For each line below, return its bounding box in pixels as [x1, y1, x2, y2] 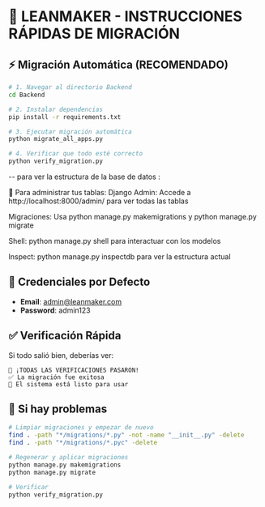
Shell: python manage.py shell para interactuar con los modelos [8, 236, 221, 245]
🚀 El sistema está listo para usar [8, 380, 129, 388]
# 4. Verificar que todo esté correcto [8, 150, 143, 158]
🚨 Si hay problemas [8, 403, 108, 416]
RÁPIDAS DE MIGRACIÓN [8, 24, 181, 43]
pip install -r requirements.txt [8, 113, 122, 121]
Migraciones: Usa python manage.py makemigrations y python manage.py [8, 212, 257, 221]
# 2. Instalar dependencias [8, 105, 104, 113]
